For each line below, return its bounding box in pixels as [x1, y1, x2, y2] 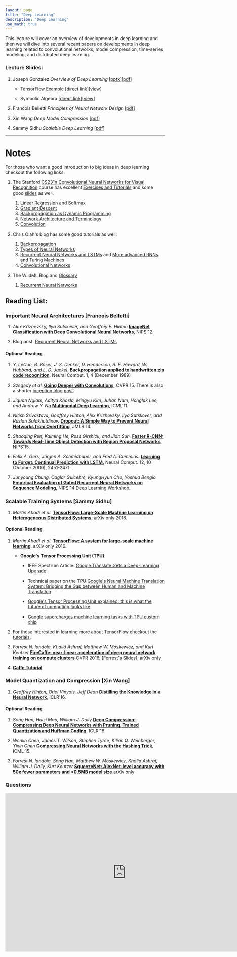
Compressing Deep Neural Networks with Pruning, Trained [12, 722, 139, 729]
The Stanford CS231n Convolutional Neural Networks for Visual [12, 179, 145, 185]
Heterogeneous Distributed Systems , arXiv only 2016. [12, 515, 128, 521]
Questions [5, 781, 31, 788]
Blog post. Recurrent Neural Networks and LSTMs [12, 339, 117, 345]
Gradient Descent [20, 205, 57, 211]
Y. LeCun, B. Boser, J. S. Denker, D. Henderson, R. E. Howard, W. [12, 362, 148, 368]
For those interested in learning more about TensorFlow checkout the [12, 629, 157, 635]
